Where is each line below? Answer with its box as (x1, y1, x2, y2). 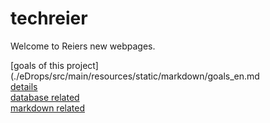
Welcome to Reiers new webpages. (10, 40, 156, 52)
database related (10, 91, 80, 103)
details (10, 80, 38, 92)
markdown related (10, 102, 85, 114)
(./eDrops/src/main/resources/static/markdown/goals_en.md (10, 70, 260, 82)
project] (66, 59, 99, 71)
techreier (10, 7, 88, 30)
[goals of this (10, 59, 65, 71)
